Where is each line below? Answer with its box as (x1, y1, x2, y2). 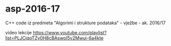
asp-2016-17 (5, 3, 60, 15)
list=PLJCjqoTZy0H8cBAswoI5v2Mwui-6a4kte (5, 35, 104, 41)
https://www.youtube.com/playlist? (33, 29, 107, 35)
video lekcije (5, 29, 32, 35)
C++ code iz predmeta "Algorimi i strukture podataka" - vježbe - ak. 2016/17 (5, 20, 166, 26)
